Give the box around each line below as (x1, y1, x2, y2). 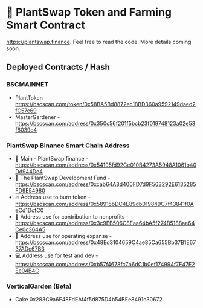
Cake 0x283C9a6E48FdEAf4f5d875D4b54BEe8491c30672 (14, 296, 163, 303)
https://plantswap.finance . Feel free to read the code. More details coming (6, 38, 192, 45)
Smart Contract (6, 18, 86, 32)
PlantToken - (14, 94, 47, 101)
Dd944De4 (14, 167, 43, 175)
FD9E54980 (14, 187, 45, 194)
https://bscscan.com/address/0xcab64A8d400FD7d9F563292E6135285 (14, 181, 196, 188)
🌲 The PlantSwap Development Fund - (14, 174, 111, 181)
